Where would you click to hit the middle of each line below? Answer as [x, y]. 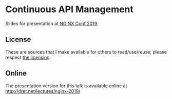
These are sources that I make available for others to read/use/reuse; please [86, 52]
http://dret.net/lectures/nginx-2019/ [43, 91]
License [18, 40]
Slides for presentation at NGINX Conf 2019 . [52, 23]
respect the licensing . [28, 57]
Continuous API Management [69, 9]
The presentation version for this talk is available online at [66, 86]
